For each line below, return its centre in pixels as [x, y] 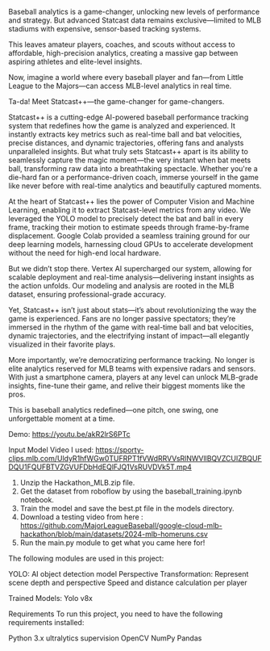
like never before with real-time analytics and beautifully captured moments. [135, 186]
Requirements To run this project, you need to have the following [116, 614]
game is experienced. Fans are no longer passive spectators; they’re [122, 319]
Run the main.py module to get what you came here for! [112, 543]
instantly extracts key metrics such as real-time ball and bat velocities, [125, 134]
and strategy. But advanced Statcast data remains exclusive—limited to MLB [135, 20]
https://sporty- [120, 450]
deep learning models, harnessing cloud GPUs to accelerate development [131, 244]
